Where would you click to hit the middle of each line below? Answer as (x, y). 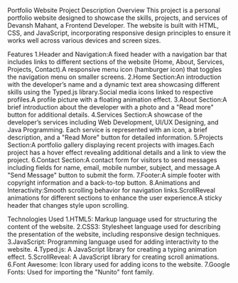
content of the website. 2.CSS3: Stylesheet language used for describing (114, 226)
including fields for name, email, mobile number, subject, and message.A (114, 167)
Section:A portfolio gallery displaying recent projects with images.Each (111, 145)
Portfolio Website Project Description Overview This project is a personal (114, 10)
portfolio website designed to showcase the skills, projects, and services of (118, 18)
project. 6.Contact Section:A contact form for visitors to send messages (112, 160)
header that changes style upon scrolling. (68, 205)
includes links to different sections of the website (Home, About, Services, (116, 62)
